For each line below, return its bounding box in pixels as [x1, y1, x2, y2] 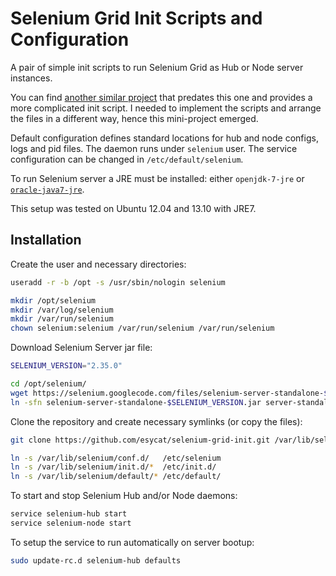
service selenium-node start [10, 518, 132, 528]
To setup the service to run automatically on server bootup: [10, 536, 255, 548]
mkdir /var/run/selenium [10, 314, 114, 324]
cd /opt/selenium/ [10, 379, 87, 389]
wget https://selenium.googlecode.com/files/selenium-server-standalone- [10, 388, 325, 398]
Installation [10, 232, 82, 249]
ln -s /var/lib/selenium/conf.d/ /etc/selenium [10, 453, 222, 463]
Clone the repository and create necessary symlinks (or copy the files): [10, 415, 303, 427]
